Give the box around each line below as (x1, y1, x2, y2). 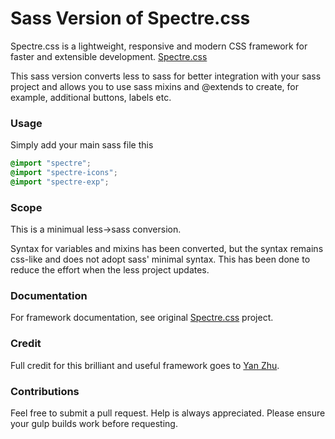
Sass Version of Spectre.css (10, 7, 251, 30)
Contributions (10, 384, 80, 398)
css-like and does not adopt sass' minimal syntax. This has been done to (10, 253, 311, 266)
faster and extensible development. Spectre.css (10, 50, 208, 62)
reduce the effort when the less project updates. (10, 264, 210, 276)
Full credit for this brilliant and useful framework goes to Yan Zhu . (10, 359, 280, 371)
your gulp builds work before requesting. (10, 418, 178, 430)
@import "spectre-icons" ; (10, 168, 118, 178)
